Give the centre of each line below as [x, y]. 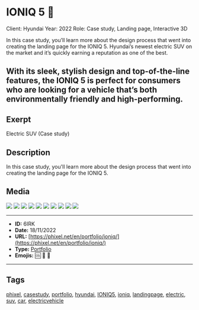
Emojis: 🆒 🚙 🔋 [33, 255]
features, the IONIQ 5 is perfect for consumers [93, 80]
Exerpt [19, 119]
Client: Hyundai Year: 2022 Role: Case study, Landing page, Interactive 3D [97, 29]
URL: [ [23, 236]
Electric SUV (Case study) [38, 134]
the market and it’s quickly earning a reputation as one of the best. [87, 52]
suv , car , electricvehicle [35, 300]
